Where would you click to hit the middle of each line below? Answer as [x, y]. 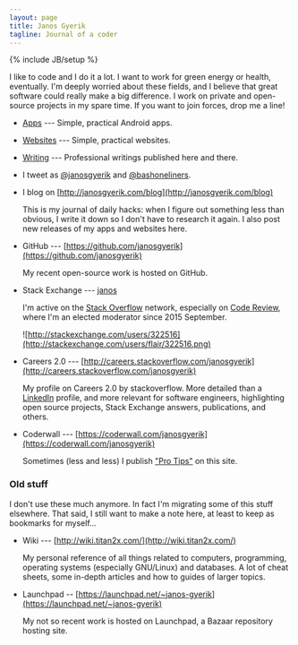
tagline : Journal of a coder [64, 34]
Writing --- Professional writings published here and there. [130, 158]
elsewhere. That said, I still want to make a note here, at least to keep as [142, 513]
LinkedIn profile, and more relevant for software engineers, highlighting [153, 398]
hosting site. [45, 630]
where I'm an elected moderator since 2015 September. [124, 317]
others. [35, 417]
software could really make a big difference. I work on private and [131, 96]
